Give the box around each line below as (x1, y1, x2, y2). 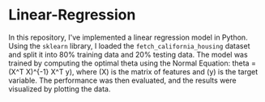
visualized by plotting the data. (8, 83, 111, 94)
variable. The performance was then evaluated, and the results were (8, 75, 237, 85)
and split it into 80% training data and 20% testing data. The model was (8, 49, 249, 59)
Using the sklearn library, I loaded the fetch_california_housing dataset (8, 40, 250, 50)
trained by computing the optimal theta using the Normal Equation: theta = (8, 58, 257, 68)
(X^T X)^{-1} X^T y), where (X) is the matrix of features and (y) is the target (8, 66, 259, 76)
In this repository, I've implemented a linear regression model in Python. (8, 32, 249, 42)
